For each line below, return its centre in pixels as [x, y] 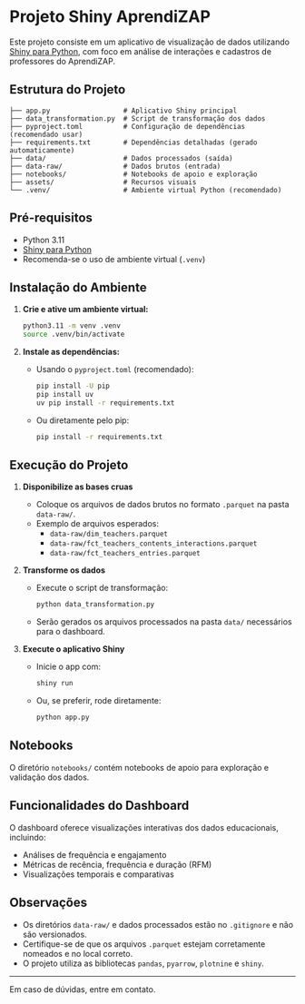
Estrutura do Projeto [68, 89]
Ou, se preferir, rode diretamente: [98, 701]
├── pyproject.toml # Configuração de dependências [128, 126]
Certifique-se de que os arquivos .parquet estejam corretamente [144, 944]
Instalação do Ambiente [78, 287]
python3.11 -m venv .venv [71, 326]
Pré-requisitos [51, 218]
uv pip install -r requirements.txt [105, 403]
